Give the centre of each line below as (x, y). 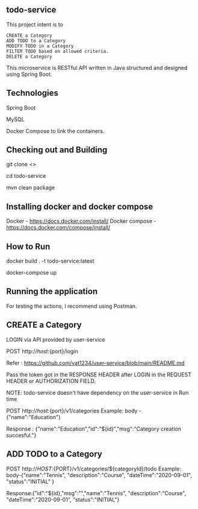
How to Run (28, 246)
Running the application (52, 292)
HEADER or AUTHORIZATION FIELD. (51, 381)
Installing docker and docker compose (80, 206)
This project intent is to (35, 24)
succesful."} (21, 435)
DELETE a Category (29, 57)
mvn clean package (31, 188)
